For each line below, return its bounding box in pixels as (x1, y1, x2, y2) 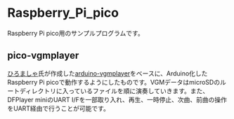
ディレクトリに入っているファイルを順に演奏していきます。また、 (19, 86, 209, 95)
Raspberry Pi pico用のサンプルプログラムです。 (7, 29, 144, 37)
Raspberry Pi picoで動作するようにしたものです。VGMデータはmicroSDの (7, 78, 220, 86)
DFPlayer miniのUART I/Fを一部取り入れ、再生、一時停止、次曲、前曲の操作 (7, 95, 227, 104)
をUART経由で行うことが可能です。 (7, 104, 110, 113)
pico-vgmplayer (7, 50, 79, 62)
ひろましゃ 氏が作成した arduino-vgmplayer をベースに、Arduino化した (7, 69, 208, 78)
